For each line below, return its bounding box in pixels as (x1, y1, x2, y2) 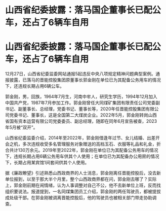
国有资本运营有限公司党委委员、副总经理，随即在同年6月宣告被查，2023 (9, 118, 157, 124)
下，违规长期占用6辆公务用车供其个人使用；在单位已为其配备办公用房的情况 (5, 153, 160, 159)
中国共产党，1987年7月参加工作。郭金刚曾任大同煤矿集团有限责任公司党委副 (5, 100, 160, 106)
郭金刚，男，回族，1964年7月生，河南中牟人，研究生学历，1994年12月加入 (5, 94, 158, 100)
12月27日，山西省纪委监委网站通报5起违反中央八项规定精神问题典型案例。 (5, 71, 156, 77)
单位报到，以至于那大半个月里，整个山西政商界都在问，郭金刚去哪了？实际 (5, 176, 157, 182)
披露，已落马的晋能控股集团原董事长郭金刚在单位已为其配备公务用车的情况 (9, 77, 161, 83)
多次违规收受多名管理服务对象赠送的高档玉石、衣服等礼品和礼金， (22, 141, 157, 147)
